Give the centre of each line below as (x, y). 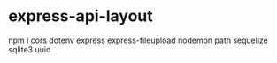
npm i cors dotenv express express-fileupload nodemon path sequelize (138, 40)
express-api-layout (81, 16)
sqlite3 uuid (30, 49)
